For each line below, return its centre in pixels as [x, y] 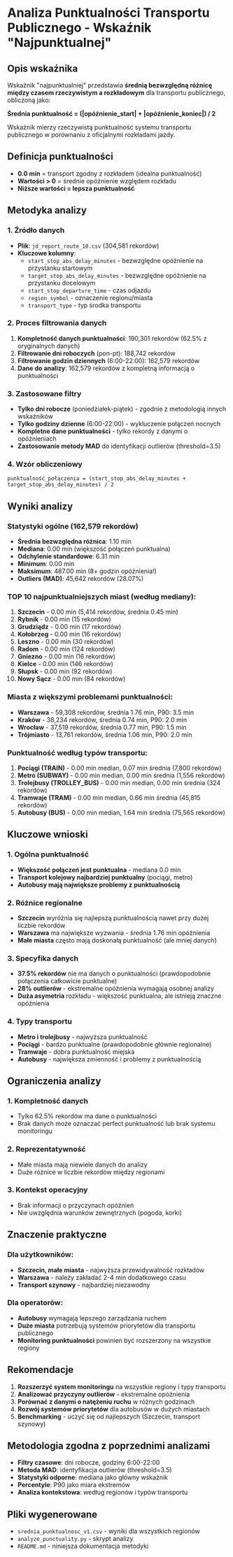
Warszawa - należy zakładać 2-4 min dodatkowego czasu [102, 1277]
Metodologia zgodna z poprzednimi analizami [109, 1446]
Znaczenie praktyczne [57, 1235]
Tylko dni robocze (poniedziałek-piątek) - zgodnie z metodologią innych [122, 409]
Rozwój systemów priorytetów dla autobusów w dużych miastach [113, 1409]
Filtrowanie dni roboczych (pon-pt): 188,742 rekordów [97, 353]
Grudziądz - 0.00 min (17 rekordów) [69, 627]
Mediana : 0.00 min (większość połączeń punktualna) [94, 549]
